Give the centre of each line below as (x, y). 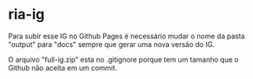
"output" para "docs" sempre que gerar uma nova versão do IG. (111, 44)
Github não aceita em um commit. (63, 67)
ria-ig (26, 14)
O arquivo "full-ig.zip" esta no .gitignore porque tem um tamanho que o (123, 59)
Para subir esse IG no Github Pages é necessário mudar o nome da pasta (126, 36)
